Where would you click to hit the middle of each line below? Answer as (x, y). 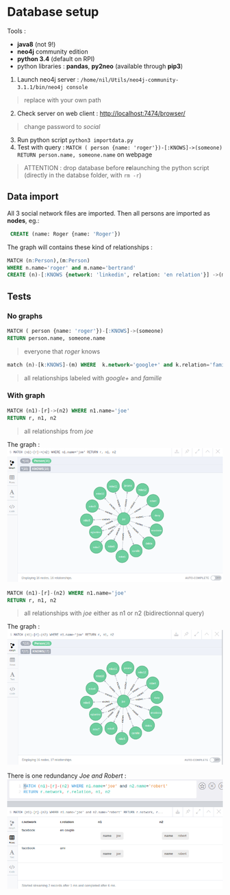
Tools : (16, 31)
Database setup (53, 12)
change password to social (62, 126)
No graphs (25, 316)
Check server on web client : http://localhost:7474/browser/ (101, 113)
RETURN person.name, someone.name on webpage (85, 154)
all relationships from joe (59, 431)
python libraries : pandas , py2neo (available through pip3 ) (100, 66)
